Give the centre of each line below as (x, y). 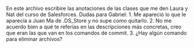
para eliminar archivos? (34, 39)
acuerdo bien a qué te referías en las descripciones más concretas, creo (94, 27)
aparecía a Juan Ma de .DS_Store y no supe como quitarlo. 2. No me (89, 21)
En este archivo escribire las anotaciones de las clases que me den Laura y (97, 8)
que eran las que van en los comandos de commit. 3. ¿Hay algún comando (96, 33)
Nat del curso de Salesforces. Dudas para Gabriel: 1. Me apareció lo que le (96, 14)
